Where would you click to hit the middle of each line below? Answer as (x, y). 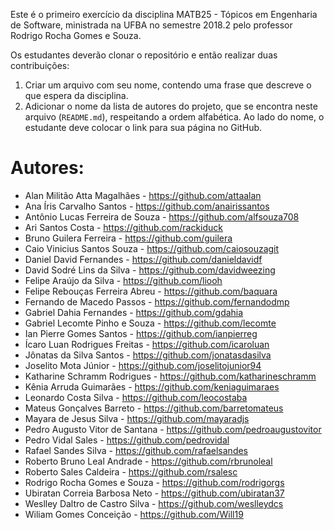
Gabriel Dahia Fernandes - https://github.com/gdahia (134, 312)
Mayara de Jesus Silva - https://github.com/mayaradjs (137, 418)
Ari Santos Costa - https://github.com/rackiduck (123, 227)
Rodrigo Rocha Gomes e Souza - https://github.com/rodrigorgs (154, 482)
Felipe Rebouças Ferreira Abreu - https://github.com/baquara (151, 291)
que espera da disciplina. (76, 95)
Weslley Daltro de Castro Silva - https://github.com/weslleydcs (154, 503)
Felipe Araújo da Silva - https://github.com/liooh (123, 280)
